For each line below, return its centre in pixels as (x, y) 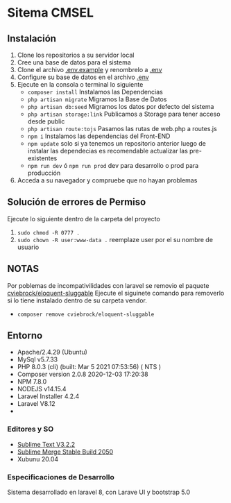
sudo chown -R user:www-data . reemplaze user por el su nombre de (115, 239)
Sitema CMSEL (50, 13)
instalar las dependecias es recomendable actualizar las (108, 151)
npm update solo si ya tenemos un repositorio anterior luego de (117, 143)
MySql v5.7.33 (37, 359)
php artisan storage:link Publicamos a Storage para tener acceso (124, 114)
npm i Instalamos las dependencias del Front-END (99, 136)
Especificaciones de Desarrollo (61, 477)
